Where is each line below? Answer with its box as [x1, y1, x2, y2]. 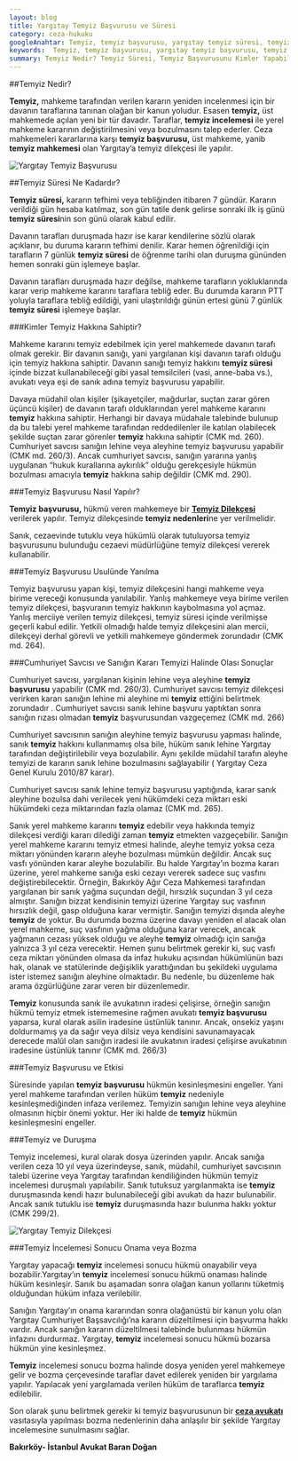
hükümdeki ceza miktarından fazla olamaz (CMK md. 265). [9, 803, 223, 813]
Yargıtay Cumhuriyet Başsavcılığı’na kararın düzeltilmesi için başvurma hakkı [9, 1315, 288, 1325]
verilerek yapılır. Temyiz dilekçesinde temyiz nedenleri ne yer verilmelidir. [9, 513, 277, 524]
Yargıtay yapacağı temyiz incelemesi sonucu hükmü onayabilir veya [9, 1260, 257, 1270]
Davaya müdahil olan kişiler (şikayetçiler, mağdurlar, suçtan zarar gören [9, 394, 271, 404]
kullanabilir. [9, 549, 51, 559]
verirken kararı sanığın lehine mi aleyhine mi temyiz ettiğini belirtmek [9, 693, 261, 704]
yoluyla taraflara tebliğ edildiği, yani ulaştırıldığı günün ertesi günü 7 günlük [9, 295, 283, 305]
